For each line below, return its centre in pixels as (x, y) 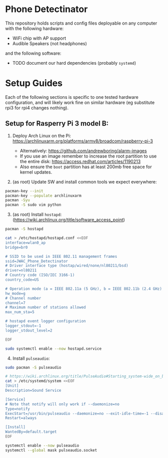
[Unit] (12, 386)
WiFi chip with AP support (39, 38)
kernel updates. (36, 172)
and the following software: (33, 53)
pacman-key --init (24, 191)
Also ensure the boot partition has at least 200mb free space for (86, 167)
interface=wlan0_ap (25, 243)
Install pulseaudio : (31, 358)
